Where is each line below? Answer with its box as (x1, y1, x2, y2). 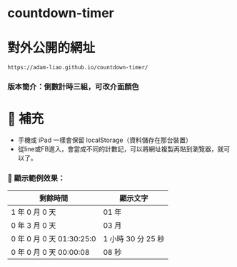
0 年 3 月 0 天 (11, 221, 56, 231)
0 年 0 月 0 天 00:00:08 (11, 248, 90, 258)
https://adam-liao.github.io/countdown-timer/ (7, 64, 148, 71)
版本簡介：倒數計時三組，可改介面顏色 (7, 82, 139, 92)
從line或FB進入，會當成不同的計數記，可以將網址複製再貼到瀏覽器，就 (17, 144, 224, 153)
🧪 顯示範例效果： (7, 173, 66, 183)
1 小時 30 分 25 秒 (103, 234, 165, 244)
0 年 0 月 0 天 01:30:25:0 (11, 234, 96, 244)
